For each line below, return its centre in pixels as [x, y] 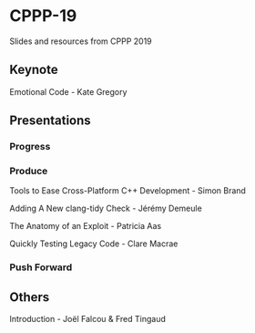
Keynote [34, 70]
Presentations [50, 121]
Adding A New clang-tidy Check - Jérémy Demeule [106, 208]
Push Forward [41, 267]
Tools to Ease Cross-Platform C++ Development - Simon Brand [127, 191]
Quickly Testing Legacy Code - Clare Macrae [94, 244]
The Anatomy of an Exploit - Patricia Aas [86, 226]
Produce [29, 171]
